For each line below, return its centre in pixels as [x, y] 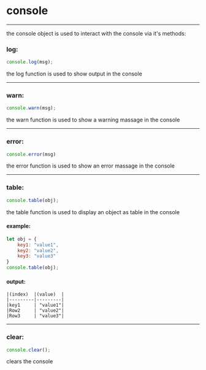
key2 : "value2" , [38, 250]
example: [18, 226]
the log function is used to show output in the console [74, 74]
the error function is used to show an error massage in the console [90, 166]
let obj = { [21, 239]
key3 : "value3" [37, 256]
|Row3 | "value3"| [35, 316]
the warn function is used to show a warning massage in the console [93, 120]
